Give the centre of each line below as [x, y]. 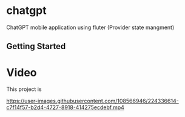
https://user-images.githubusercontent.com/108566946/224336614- [92, 101]
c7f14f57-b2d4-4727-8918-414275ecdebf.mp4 [65, 107]
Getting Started [36, 46]
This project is [24, 89]
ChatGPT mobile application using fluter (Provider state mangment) [90, 27]
